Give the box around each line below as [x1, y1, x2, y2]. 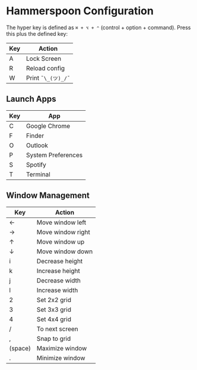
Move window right [36, 228, 90, 236]
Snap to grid [36, 334, 71, 343]
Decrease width [36, 276, 81, 284]
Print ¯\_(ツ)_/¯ [26, 73, 71, 82]
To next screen [36, 325, 78, 333]
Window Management [6, 191, 90, 201]
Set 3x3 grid [36, 305, 71, 313]
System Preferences [26, 151, 83, 159]
